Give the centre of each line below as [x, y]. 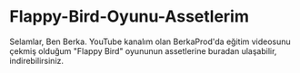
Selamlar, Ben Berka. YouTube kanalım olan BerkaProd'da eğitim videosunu [150, 41]
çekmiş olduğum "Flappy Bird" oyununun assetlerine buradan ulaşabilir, [143, 50]
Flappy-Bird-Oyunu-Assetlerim [130, 17]
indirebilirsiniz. [37, 60]
